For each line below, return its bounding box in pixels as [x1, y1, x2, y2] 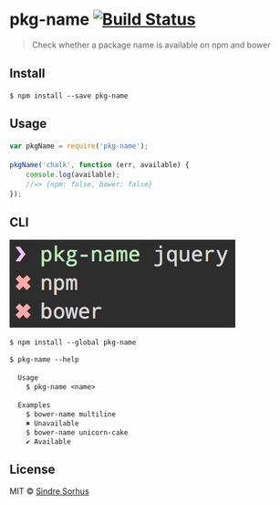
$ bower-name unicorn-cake [26, 427, 129, 437]
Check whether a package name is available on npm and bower [31, 39, 271, 50]
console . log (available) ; [26, 170, 120, 180]
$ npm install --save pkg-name [9, 91, 129, 100]
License [9, 462, 56, 478]
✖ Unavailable [26, 418, 79, 428]
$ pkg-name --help [9, 354, 79, 364]
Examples [17, 400, 51, 410]
